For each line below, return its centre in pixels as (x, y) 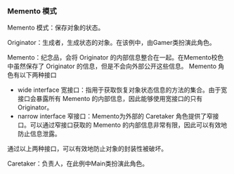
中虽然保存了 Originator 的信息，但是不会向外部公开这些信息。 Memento (112, 66)
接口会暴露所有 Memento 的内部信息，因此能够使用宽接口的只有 (110, 99)
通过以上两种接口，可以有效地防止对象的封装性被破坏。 (87, 149)
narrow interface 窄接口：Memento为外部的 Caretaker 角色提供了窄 (115, 116)
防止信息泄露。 (39, 134)
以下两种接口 (38, 75)
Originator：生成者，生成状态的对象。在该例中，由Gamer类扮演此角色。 (111, 43)
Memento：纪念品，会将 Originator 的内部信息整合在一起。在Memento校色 (116, 58)
